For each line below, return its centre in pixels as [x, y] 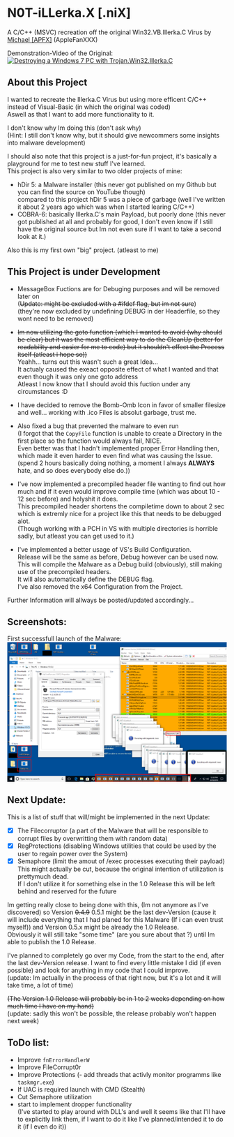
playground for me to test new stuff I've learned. [77, 163]
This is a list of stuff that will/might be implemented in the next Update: [109, 817]
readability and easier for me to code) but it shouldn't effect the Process [121, 346]
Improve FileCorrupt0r [49, 1067]
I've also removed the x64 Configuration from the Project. [100, 586]
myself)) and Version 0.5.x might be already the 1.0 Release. [93, 927]
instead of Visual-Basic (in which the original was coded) [89, 107]
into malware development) [46, 142]
